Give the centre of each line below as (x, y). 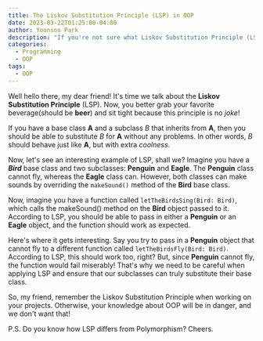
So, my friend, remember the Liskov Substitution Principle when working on (130, 297)
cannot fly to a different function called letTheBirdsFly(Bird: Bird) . (118, 248)
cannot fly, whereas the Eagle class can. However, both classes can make (128, 176)
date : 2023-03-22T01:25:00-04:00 (63, 23)
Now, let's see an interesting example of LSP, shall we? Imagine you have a (129, 160)
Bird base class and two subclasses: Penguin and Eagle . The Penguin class (131, 168)
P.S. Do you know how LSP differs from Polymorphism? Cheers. (111, 328)
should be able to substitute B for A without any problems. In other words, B (130, 136)
